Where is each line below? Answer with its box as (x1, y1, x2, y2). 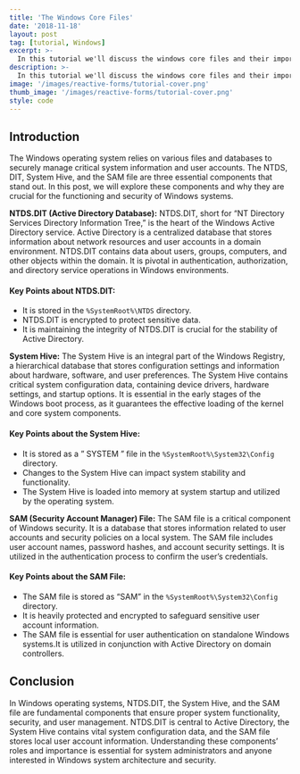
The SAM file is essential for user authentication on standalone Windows (21, 628, 290, 639)
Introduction (9, 129, 80, 144)
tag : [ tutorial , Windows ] (9, 37, 105, 47)
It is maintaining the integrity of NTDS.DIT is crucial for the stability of (21, 324, 279, 335)
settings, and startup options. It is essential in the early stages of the (9, 389, 262, 400)
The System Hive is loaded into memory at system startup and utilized (21, 486, 280, 496)
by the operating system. (21, 495, 114, 506)
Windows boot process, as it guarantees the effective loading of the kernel (9, 398, 284, 409)
